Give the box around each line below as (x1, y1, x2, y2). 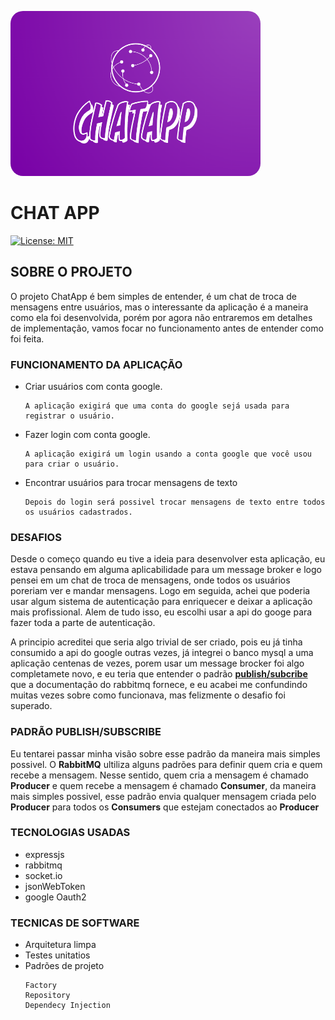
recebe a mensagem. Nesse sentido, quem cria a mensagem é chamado (10, 769, 309, 781)
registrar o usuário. (24, 411, 115, 421)
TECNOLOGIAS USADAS (10, 826, 131, 840)
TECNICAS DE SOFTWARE (10, 916, 140, 930)
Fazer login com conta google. (24, 428, 151, 440)
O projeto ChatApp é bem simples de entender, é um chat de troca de (10, 290, 297, 302)
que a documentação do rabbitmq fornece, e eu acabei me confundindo (10, 679, 308, 691)
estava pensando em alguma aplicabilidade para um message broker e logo (10, 564, 322, 576)
